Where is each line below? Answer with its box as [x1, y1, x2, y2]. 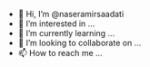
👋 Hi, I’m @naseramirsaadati [17, 9, 125, 19]
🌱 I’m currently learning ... [17, 28, 115, 38]
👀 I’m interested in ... [17, 18, 95, 29]
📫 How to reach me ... [17, 48, 103, 58]
